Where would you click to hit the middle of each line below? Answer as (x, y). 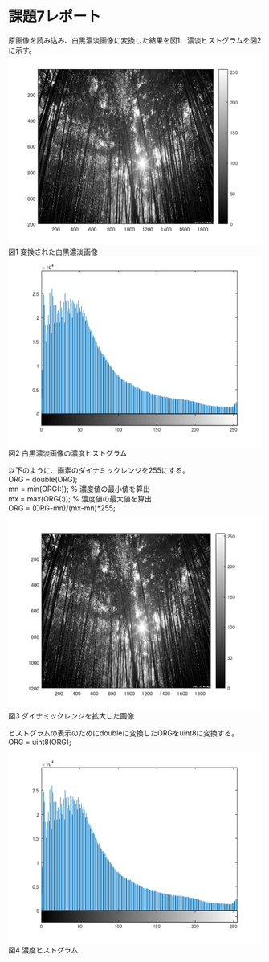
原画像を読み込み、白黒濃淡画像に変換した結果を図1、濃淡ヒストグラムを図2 (135, 40)
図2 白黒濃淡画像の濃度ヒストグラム (68, 453)
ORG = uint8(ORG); (40, 742)
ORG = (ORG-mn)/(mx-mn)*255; (62, 508)
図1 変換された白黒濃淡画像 (53, 252)
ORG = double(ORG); (43, 479)
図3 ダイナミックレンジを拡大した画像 (71, 715)
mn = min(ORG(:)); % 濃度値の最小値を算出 (79, 489)
